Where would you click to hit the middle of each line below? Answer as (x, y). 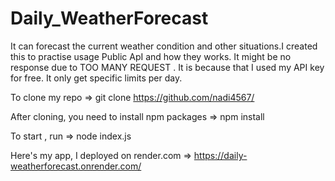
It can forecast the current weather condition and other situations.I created (164, 46)
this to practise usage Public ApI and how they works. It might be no (151, 56)
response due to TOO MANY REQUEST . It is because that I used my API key (167, 67)
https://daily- (220, 155)
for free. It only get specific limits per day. (96, 78)
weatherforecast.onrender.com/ (76, 166)
